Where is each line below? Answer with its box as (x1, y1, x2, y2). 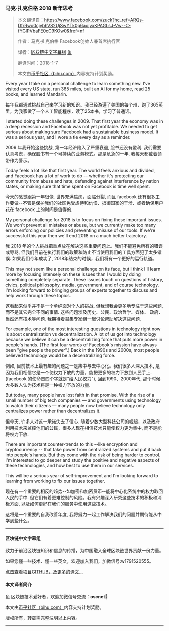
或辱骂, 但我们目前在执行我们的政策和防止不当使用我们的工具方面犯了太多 (5, 249, 157, 255)
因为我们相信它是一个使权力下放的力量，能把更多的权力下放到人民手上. (5, 370, 152, 376)
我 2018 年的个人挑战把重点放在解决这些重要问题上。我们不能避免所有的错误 (5, 243, 163, 249)
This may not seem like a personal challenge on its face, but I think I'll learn (5, 266, 161, 272)
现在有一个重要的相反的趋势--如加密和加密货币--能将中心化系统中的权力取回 (5, 488, 163, 494)
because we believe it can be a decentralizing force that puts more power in (5, 337, 162, 343)
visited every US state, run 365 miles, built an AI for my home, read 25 (5, 86, 151, 92)
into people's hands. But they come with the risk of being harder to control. (5, 452, 161, 458)
